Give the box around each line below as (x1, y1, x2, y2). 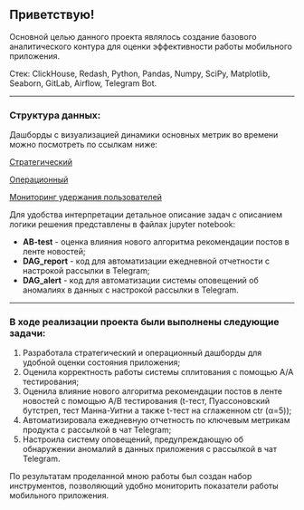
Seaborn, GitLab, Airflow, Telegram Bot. (9, 77, 157, 89)
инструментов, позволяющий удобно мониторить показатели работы (9, 480, 279, 492)
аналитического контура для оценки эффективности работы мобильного (9, 41, 292, 52)
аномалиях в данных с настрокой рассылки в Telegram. (22, 284, 240, 295)
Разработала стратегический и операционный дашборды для (22, 348, 262, 359)
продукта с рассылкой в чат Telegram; (22, 425, 172, 436)
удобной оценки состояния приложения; (22, 357, 181, 368)
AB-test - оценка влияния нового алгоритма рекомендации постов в (22, 236, 290, 247)
